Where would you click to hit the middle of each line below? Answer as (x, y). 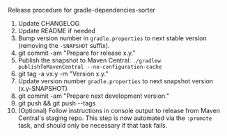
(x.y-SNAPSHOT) (43, 88)
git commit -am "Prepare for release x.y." (77, 53)
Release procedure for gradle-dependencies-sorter (82, 10)
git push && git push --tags (57, 103)
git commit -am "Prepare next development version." (94, 96)
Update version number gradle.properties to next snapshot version (116, 81)
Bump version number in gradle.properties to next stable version (112, 38)
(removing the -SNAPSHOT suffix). (64, 45)
